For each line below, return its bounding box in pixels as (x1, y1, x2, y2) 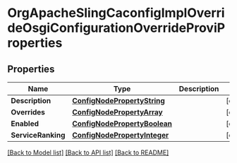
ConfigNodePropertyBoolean (72, 119, 173, 128)
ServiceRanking (11, 131, 66, 140)
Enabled (11, 119, 39, 128)
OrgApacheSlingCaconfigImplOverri (7, 5, 225, 21)
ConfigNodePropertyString (72, 96, 166, 105)
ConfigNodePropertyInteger (72, 131, 169, 140)
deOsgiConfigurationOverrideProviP (7, 20, 226, 36)
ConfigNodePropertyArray (72, 107, 164, 117)
